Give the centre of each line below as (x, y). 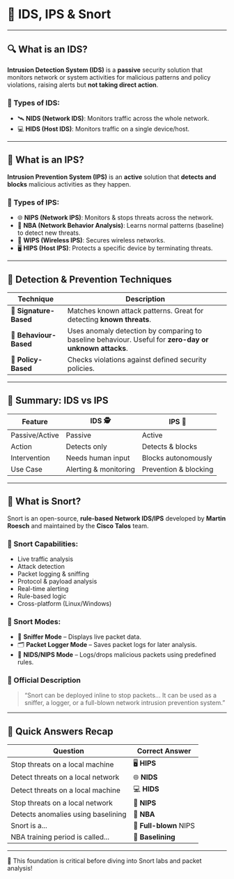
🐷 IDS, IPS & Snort (59, 14)
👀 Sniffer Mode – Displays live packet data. (79, 637)
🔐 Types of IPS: (33, 202)
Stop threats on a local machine (62, 764)
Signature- (36, 310)
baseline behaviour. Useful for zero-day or (138, 340)
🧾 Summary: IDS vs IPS (58, 401)
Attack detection (41, 566)
